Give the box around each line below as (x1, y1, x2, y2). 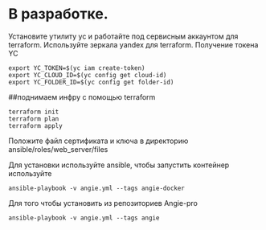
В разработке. (8, 5, 108, 23)
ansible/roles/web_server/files (8, 144, 108, 154)
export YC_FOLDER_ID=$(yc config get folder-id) (8, 78, 174, 86)
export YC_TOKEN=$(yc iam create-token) (8, 64, 146, 72)
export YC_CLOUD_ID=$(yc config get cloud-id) (8, 71, 167, 79)
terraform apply (8, 121, 63, 129)
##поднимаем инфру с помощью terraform (8, 92, 156, 101)
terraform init (8, 108, 59, 116)
